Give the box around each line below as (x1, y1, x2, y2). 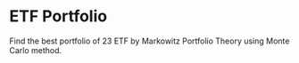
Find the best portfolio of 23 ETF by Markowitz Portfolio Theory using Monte (9, 35, 290, 46)
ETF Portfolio (9, 6, 108, 27)
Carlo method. (9, 44, 62, 55)
